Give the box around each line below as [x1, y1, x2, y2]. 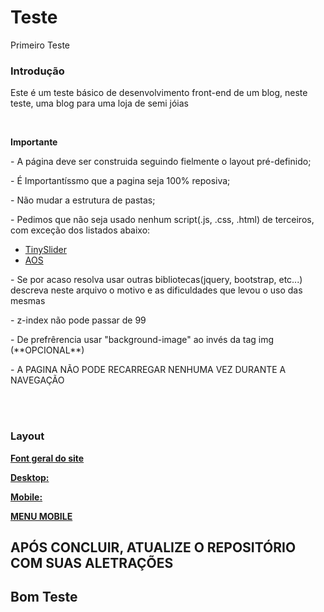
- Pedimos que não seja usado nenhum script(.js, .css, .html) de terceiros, [10, 214, 315, 226]
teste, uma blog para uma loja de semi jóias [10, 97, 189, 110]
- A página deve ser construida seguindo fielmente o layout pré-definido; [10, 156, 312, 168]
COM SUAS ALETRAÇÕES [10, 554, 174, 571]
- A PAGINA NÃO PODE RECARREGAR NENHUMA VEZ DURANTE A [10, 364, 287, 376]
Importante [10, 136, 58, 148]
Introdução [10, 64, 65, 78]
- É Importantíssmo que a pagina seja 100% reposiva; [10, 175, 231, 187]
